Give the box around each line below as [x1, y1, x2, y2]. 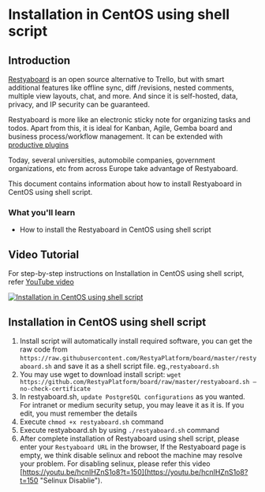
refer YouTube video [8, 278, 75, 287]
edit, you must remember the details [19, 408, 138, 418]
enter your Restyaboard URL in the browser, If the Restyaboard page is [19, 442, 246, 451]
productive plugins [8, 140, 69, 149]
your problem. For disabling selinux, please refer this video [19, 459, 211, 468]
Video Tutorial [8, 248, 80, 261]
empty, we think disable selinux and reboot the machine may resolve [19, 450, 243, 460]
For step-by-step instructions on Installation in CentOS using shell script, [8, 269, 244, 278]
